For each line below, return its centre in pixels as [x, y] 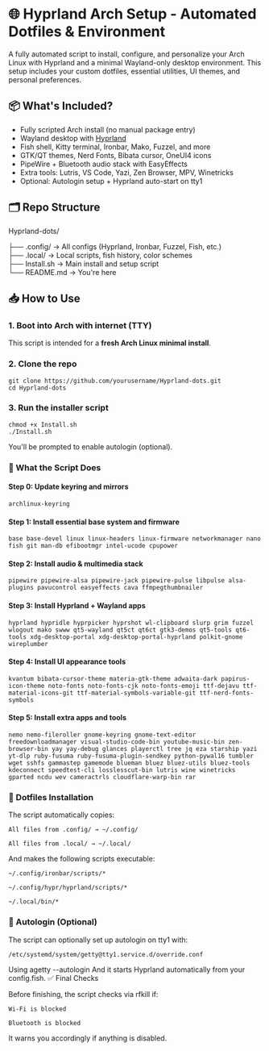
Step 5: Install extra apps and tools [68, 718]
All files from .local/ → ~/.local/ [70, 844]
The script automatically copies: [62, 815]
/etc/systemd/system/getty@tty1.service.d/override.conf [106, 954]
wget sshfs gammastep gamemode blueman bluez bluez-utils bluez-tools [129, 763]
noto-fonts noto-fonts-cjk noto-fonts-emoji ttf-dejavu [144, 686]
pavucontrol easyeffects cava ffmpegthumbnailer [120, 588]
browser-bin [28, 749]
